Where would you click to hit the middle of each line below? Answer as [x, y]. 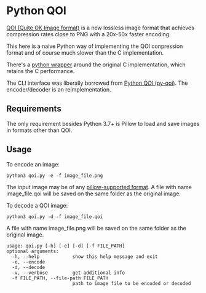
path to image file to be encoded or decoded [132, 283]
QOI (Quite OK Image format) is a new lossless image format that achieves [101, 28]
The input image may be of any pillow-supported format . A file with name [99, 187]
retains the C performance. [41, 71]
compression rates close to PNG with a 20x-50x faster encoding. [89, 34]
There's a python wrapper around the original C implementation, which [96, 64]
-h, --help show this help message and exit [85, 256]
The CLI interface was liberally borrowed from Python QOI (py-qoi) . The [97, 83]
